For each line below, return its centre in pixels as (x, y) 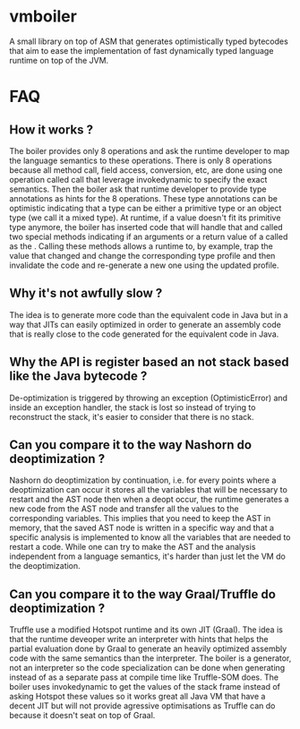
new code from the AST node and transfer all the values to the (124, 509)
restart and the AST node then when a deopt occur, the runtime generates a (149, 500)
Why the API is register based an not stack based (149, 362)
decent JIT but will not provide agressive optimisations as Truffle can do (142, 706)
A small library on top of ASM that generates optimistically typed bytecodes (149, 41)
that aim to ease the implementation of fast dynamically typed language (141, 50)
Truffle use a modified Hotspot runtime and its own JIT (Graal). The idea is (146, 630)
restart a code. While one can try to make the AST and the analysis (133, 547)
